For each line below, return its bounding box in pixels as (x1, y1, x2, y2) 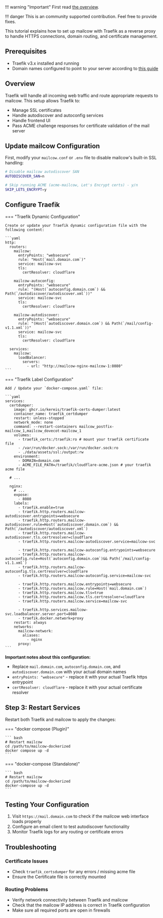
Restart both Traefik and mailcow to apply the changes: (5, 716, 116, 722)
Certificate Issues (5, 858, 49, 864)
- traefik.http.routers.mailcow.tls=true (18, 590, 104, 595)
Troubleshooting (5, 843, 57, 851)
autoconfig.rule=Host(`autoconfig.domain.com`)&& (5, 556, 108, 561)
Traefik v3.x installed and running (12, 60, 79, 66)
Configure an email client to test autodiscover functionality (12, 824, 130, 829)
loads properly (12, 819, 42, 825)
